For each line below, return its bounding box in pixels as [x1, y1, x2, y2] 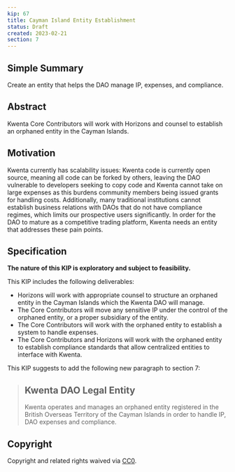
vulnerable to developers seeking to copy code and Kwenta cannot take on [7, 180, 223, 189]
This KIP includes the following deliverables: [7, 278, 135, 286]
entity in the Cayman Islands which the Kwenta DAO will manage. [17, 299, 205, 307]
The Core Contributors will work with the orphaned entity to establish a [17, 321, 222, 329]
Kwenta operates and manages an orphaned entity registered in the [24, 403, 219, 411]
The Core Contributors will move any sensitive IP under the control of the [17, 306, 228, 315]
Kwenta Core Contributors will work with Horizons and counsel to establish [7, 120, 223, 128]
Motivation [7, 148, 56, 159]
